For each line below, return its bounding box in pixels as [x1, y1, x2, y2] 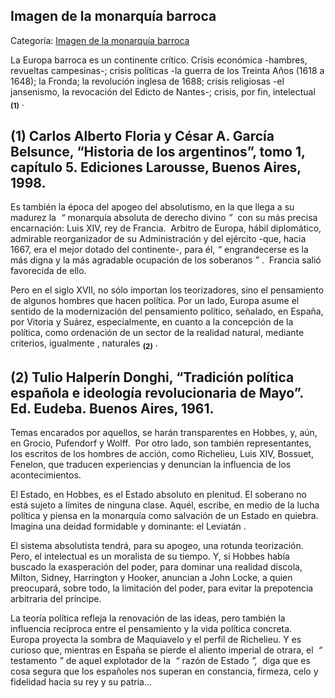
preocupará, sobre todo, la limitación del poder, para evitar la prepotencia [10, 582, 314, 594]
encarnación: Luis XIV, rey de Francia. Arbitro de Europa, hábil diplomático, [10, 222, 322, 234]
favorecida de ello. [10, 265, 87, 277]
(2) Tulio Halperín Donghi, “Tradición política [10, 369, 295, 386]
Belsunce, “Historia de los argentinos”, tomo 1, [10, 144, 306, 160]
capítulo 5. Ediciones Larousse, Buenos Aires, [10, 159, 302, 176]
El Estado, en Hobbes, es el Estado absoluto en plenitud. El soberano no [10, 489, 307, 501]
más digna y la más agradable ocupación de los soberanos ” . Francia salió [10, 254, 322, 266]
